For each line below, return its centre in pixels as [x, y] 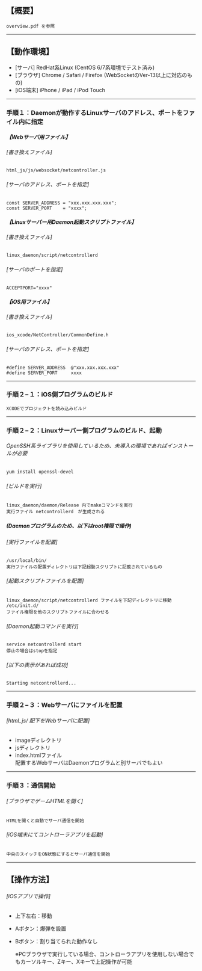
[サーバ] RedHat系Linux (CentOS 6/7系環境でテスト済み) [85, 67]
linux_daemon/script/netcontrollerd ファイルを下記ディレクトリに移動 [89, 600]
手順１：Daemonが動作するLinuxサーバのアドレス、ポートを [95, 113]
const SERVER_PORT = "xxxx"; [47, 208]
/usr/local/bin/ [26, 560]
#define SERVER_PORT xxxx [44, 373]
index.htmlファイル [38, 755]
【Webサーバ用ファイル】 [38, 137]
